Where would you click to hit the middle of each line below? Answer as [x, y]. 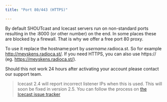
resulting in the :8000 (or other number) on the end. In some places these [81, 33]
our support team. [24, 74]
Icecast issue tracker [39, 94]
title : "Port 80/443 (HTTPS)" [37, 10]
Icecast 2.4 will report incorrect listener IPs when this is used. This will [90, 84]
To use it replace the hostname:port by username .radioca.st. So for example [83, 48]
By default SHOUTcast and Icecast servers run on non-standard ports [77, 28]
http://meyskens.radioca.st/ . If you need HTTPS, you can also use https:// [81, 54]
